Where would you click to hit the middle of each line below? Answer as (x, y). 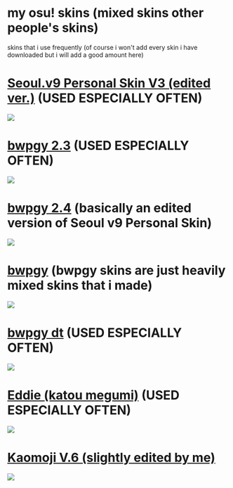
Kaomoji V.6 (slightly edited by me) (111, 457)
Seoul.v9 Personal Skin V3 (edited (109, 83)
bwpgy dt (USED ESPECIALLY (95, 333)
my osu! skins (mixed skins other (106, 13)
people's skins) (53, 28)
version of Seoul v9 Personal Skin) (110, 223)
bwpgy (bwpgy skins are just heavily (116, 270)
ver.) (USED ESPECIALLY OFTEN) (105, 98)
